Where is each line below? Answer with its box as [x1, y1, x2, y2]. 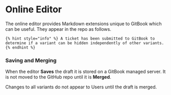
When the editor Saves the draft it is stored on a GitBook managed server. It [5, 68, 166, 75]
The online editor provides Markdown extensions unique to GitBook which [5, 21, 162, 27]
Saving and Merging [5, 56, 56, 64]
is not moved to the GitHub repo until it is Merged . [5, 74, 111, 80]
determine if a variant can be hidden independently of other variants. [5, 40, 164, 46]
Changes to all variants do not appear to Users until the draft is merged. [5, 84, 157, 90]
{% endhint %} [5, 45, 36, 50]
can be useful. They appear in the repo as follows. [5, 26, 111, 32]
